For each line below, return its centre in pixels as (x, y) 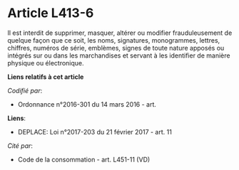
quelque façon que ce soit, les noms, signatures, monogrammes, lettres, (114, 40)
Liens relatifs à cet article (46, 77)
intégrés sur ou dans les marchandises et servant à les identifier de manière (119, 55)
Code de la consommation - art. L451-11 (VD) (84, 159)
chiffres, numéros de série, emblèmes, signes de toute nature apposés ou (116, 48)
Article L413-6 (51, 13)
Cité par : (20, 145)
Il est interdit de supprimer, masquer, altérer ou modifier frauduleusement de (120, 33)
